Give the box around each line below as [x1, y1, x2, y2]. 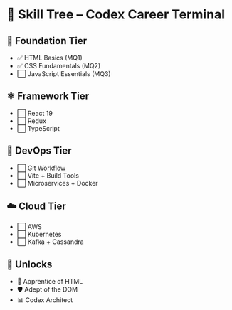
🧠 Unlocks [6, 258, 53, 270]
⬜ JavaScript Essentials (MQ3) [16, 70, 111, 77]
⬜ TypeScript [16, 124, 60, 132]
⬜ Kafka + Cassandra [16, 237, 84, 246]
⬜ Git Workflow [16, 164, 66, 172]
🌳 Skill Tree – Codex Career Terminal [6, 6, 226, 23]
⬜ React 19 [16, 109, 53, 117]
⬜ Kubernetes [16, 230, 62, 239]
